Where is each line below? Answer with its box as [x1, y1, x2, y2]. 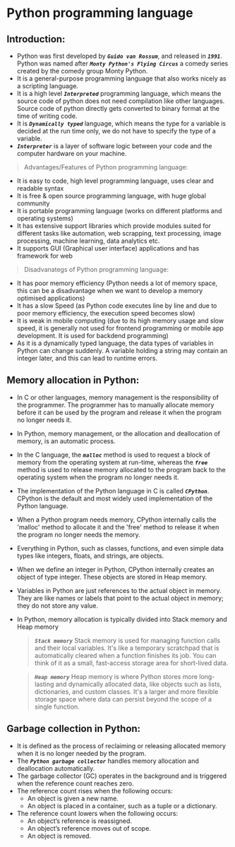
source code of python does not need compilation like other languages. [16, 97, 225, 105]
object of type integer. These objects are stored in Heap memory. [16, 572, 207, 581]
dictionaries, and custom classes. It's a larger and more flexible [34, 687, 219, 696]
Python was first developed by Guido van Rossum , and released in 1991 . [16, 52, 223, 60]
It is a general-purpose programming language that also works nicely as [16, 74, 227, 83]
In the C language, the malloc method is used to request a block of [16, 450, 211, 459]
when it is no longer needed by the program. [16, 749, 147, 757]
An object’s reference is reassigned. [27, 817, 132, 825]
